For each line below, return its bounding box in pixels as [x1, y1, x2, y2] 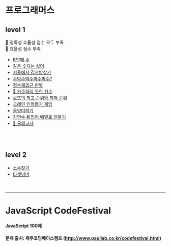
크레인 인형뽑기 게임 [12, 101, 52, 107]
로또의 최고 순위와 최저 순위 [12, 95, 68, 101]
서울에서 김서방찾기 [12, 69, 51, 75]
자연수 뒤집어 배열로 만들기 [12, 114, 66, 120]
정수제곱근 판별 [12, 82, 43, 88]
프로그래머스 [5, 5, 55, 16]
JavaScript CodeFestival [5, 205, 111, 216]
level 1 [5, 25, 25, 34]
